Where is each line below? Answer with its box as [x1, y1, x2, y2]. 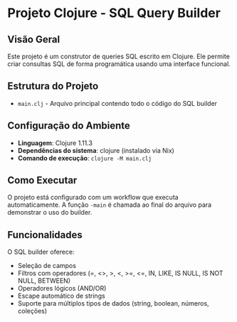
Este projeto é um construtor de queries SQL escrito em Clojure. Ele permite [7, 52, 230, 60]
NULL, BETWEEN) [17, 277, 71, 285]
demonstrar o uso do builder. [7, 208, 93, 217]
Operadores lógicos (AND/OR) [17, 284, 107, 293]
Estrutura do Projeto [7, 80, 99, 92]
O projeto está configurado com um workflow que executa [7, 193, 179, 202]
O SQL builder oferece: [7, 247, 75, 257]
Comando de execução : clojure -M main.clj [17, 154, 152, 162]
